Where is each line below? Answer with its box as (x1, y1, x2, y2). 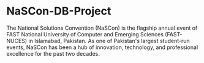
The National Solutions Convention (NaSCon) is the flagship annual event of (6, 24, 198, 31)
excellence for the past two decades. (6, 50, 100, 57)
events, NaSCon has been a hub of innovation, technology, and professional (6, 44, 198, 51)
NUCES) (6, 37, 28, 44)
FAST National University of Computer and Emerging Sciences (6, 30, 164, 38)
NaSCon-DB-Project (6, 4, 111, 18)
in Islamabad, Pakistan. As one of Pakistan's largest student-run (28, 37, 190, 44)
